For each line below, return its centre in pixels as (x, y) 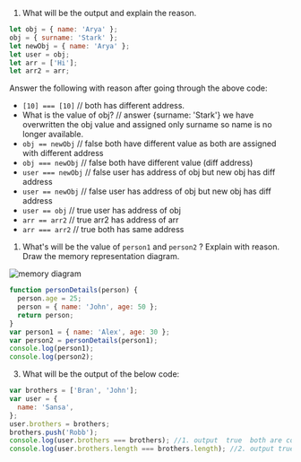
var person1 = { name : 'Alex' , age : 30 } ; (90, 332)
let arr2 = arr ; (39, 71)
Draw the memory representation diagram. (101, 257)
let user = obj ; (39, 54)
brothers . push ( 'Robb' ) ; (54, 432)
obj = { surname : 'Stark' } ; (64, 38)
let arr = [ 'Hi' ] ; (43, 63)
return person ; (46, 315)
